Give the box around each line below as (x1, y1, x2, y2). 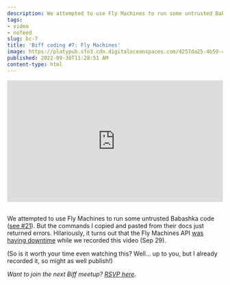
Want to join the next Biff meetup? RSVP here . (7, 270, 137, 278)
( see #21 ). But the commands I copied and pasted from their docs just (7, 222, 204, 230)
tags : (7, 16, 23, 23)
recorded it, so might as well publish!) (7, 257, 113, 265)
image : (7, 49, 26, 55)
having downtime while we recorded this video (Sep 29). (7, 236, 166, 245)
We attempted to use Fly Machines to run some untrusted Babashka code (7, 214, 214, 223)
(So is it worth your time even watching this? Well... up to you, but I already (7, 249, 218, 258)
